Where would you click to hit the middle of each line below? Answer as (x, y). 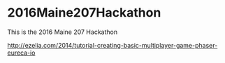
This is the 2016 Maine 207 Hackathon (62, 32)
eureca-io (21, 53)
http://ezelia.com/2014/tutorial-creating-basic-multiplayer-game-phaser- (112, 45)
